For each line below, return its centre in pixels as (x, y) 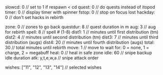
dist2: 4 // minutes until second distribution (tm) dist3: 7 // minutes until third (82, 37)
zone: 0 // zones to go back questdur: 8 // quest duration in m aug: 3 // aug (81, 27)
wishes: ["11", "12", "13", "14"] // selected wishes (53, 67)
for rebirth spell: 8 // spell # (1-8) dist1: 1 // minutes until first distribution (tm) (82, 32)
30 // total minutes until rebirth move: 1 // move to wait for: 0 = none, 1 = (77, 47)
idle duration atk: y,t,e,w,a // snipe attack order (52, 58)
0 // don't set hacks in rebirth (34, 17)
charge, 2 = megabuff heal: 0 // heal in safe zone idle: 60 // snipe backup (79, 53)
